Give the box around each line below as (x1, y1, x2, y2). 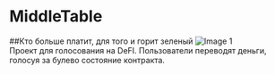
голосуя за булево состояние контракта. (9, 54, 166, 65)
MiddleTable (9, 6, 103, 27)
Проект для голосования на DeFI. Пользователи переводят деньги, (9, 45, 267, 55)
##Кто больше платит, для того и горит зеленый (9, 36, 193, 46)
